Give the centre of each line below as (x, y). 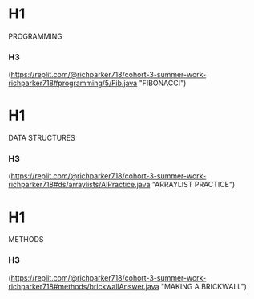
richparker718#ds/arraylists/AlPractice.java (79, 185)
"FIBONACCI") (163, 83)
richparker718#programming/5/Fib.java (73, 83)
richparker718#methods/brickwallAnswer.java (84, 286)
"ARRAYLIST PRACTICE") (194, 185)
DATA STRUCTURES (42, 138)
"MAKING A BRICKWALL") (204, 286)
